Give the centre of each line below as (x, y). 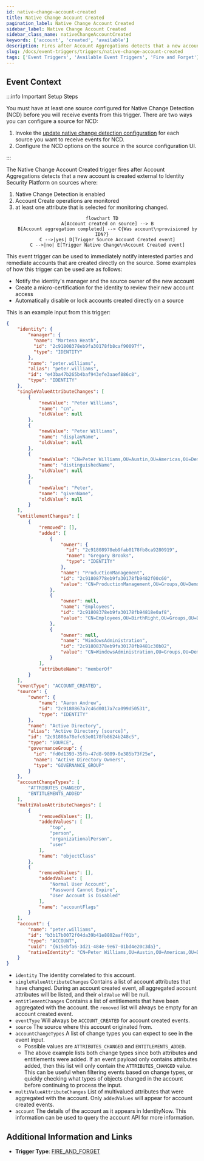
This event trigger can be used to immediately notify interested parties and (100, 256)
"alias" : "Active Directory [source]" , (79, 732)
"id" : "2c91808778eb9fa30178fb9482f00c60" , (116, 578)
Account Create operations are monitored (67, 201)
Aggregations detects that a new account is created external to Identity (95, 176)
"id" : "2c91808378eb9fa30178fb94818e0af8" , (116, 613)
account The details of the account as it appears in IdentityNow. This (100, 1111)
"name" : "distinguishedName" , (77, 465)
